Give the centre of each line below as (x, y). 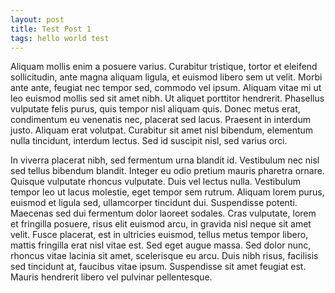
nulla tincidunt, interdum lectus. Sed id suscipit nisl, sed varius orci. (149, 141)
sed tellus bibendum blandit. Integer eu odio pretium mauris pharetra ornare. (167, 171)
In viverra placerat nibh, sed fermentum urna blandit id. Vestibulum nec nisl (165, 160)
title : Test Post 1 (51, 29)
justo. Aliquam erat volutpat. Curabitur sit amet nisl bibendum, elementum (162, 130)
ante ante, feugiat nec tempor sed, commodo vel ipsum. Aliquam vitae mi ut (166, 88)
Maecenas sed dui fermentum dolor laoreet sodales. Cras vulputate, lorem (163, 213)
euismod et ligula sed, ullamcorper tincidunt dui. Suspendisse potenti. (154, 203)
